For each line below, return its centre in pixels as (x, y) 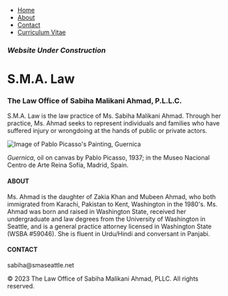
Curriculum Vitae (41, 32)
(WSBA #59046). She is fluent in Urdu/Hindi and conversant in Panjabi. (109, 233)
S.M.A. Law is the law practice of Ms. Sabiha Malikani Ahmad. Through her (114, 116)
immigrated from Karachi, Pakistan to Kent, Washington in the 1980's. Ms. (112, 204)
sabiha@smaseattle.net (41, 265)
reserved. (21, 286)
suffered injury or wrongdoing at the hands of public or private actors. (107, 131)
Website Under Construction (57, 50)
